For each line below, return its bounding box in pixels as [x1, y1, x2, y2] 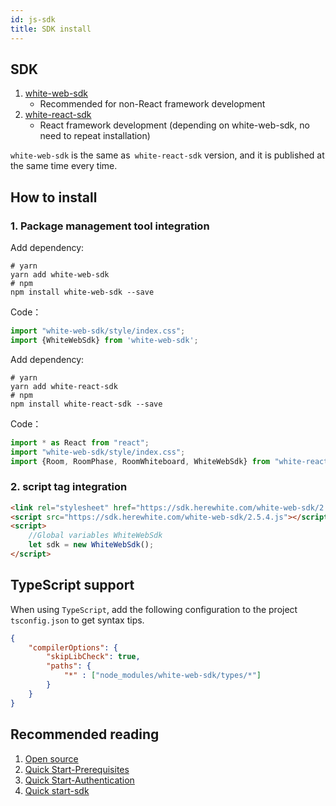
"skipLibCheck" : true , [46, 652, 141, 662]
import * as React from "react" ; [10, 437, 150, 448]
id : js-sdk [10, 14, 56, 25]
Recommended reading [10, 726, 160, 743]
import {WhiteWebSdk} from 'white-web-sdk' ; [10, 335, 199, 345]
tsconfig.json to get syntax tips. [10, 614, 145, 626]
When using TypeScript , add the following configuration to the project [10, 603, 298, 615]
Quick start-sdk [24, 784, 90, 796]
